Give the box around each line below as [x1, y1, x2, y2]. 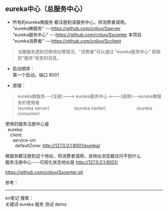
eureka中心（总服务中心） [5, 5, 86, 14]
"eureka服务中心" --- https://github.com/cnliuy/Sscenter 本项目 [12, 32, 142, 38]
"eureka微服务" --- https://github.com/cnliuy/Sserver [12, 25, 121, 31]
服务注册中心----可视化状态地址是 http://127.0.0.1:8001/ [5, 159, 118, 165]
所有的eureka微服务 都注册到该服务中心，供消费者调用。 [12, 19, 129, 25]
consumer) [17, 110, 40, 117]
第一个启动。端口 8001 [12, 72, 59, 78]
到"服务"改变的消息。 [17, 55, 61, 61]
